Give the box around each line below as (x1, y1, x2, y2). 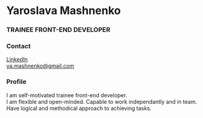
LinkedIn (6, 56, 28, 63)
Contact (6, 42, 31, 51)
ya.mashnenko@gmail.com (6, 62, 74, 70)
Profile (6, 78, 27, 86)
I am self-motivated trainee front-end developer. (6, 91, 127, 98)
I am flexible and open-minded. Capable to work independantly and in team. (6, 98, 198, 105)
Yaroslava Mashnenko (6, 4, 121, 18)
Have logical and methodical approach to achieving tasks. (6, 105, 152, 112)
